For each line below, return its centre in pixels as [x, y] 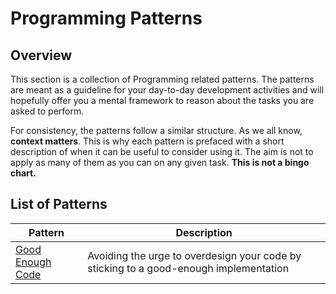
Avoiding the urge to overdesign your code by [194, 255]
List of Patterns [59, 204]
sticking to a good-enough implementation [188, 268]
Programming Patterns [106, 18]
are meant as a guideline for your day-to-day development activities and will [167, 90]
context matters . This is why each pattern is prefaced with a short [147, 141]
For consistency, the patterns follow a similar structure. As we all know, [156, 130]
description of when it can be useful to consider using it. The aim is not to [162, 151]
